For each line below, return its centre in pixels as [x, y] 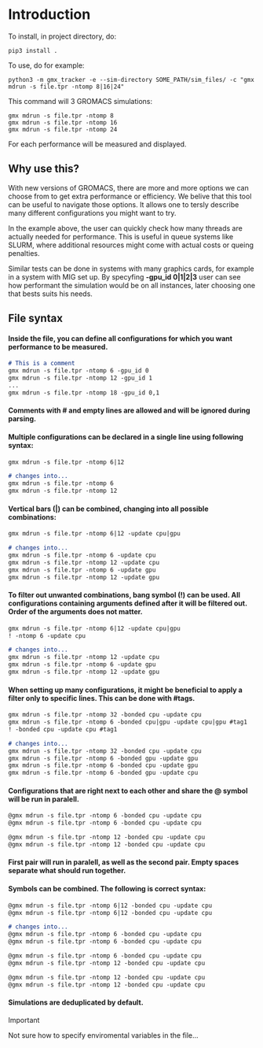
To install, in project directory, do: [62, 36]
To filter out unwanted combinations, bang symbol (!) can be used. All [124, 595]
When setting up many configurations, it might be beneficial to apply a [126, 690]
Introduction [49, 15]
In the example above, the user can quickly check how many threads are [126, 228]
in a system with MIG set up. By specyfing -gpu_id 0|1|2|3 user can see [124, 276]
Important [24, 1020]
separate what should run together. [67, 871]
